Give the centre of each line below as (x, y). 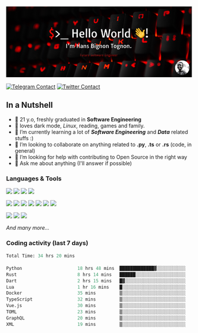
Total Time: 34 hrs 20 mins (41, 256)
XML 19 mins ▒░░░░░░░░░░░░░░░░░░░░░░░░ (96, 324)
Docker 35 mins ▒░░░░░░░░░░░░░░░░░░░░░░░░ (96, 293)
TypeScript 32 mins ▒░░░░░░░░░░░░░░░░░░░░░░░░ (96, 299)
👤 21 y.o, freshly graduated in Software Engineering (78, 119)
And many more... (28, 228)
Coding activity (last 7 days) (47, 243)
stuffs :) (24, 138)
